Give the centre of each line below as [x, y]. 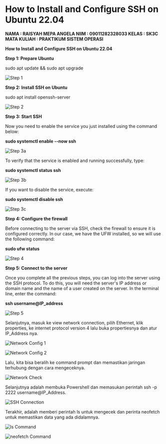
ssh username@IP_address [34, 303]
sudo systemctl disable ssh [34, 199]
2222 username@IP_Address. [36, 392]
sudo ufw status [22, 248]
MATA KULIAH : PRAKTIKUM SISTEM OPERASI [54, 39]
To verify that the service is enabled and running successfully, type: [75, 160]
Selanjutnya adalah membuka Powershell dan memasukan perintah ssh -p [81, 387]
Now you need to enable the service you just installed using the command [81, 126]
